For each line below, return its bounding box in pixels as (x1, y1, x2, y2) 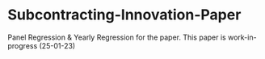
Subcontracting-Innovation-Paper (7, 6, 242, 24)
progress (7, 40, 38, 50)
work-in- (228, 32, 257, 42)
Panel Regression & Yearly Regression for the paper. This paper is (7, 32, 227, 42)
